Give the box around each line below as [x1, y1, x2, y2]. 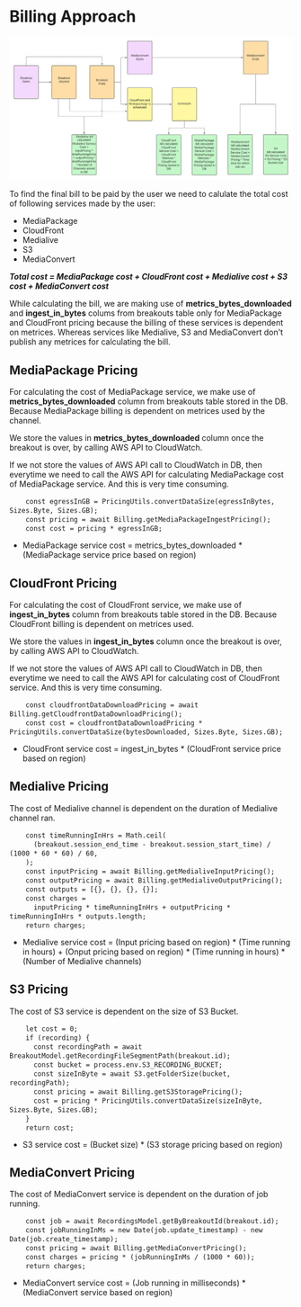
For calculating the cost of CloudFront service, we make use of [9, 600, 243, 611]
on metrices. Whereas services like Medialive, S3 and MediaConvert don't [9, 327, 284, 338]
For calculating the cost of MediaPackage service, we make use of [9, 387, 256, 398]
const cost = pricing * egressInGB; [25, 524, 164, 533]
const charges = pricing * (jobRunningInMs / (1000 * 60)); [25, 1253, 255, 1262]
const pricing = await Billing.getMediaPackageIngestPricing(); [25, 515, 271, 524]
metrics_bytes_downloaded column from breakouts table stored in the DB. [9, 396, 288, 407]
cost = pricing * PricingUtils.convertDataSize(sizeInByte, [32, 1096, 263, 1106]
